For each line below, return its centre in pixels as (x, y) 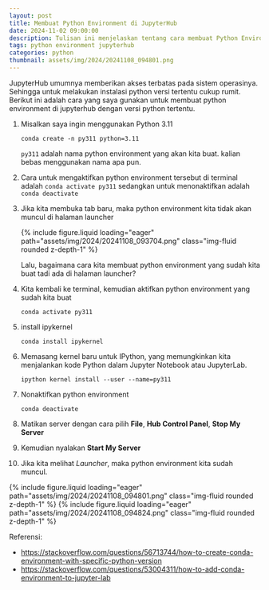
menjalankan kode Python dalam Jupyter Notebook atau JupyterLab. (134, 365)
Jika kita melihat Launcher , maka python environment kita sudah (127, 463)
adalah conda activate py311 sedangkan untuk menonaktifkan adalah (135, 185)
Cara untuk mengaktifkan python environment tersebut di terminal (129, 177)
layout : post (31, 16)
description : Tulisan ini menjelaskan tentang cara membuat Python (124, 38)
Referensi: (26, 536)
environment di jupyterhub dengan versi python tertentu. (102, 108)
